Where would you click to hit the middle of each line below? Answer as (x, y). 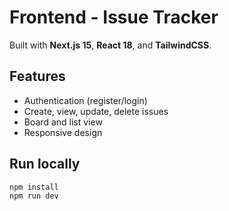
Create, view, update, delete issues (96, 111)
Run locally (45, 164)
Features (37, 76)
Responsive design (63, 132)
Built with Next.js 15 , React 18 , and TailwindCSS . (110, 45)
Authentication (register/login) (85, 100)
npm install (34, 187)
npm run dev (34, 196)
